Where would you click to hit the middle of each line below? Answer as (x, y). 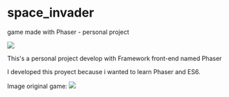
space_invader (51, 13)
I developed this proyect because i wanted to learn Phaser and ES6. (104, 71)
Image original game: (37, 86)
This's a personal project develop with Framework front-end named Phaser (114, 58)
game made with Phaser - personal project (68, 32)
